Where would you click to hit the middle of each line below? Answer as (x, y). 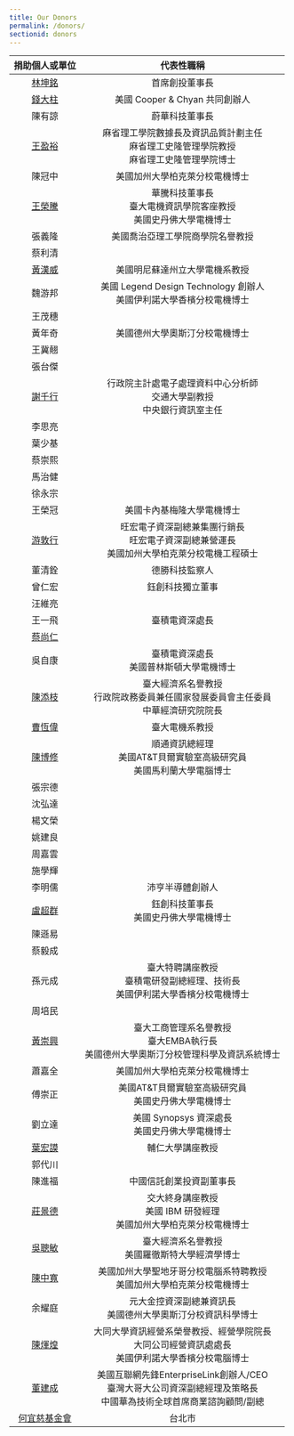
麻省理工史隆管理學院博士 (183, 159)
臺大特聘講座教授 (183, 968)
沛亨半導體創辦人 (183, 888)
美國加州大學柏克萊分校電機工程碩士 (183, 554)
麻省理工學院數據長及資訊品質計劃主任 (183, 133)
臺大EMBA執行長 (183, 1041)
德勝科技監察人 (183, 571)
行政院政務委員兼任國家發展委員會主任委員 (183, 697)
